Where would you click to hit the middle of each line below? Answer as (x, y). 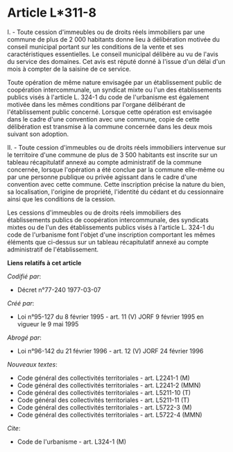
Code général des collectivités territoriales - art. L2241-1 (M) (104, 378)
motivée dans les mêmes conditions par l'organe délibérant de (96, 104)
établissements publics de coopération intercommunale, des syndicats (108, 219)
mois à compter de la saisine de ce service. (69, 69)
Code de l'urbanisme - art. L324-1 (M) (72, 442)
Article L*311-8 (52, 13)
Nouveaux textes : (32, 364)
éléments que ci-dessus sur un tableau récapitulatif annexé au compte (108, 242)
